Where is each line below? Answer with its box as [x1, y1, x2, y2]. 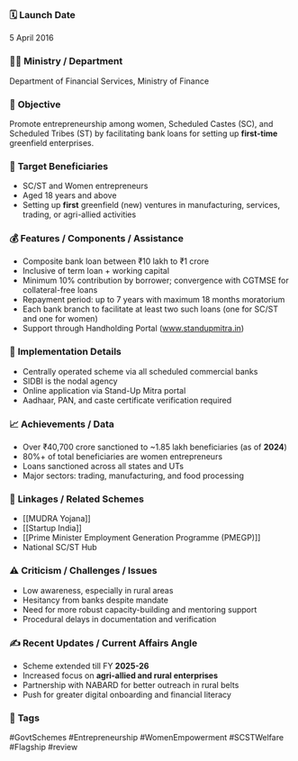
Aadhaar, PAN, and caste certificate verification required [22, 394, 232, 405]
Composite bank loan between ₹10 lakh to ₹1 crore [22, 256, 210, 267]
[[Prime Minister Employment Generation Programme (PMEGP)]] [22, 532, 261, 543]
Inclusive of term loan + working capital [22, 266, 169, 276]
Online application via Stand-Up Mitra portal [22, 385, 186, 395]
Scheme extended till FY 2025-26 [22, 660, 149, 671]
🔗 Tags [9, 711, 41, 724]
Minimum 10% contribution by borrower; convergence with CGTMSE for [22, 275, 290, 286]
